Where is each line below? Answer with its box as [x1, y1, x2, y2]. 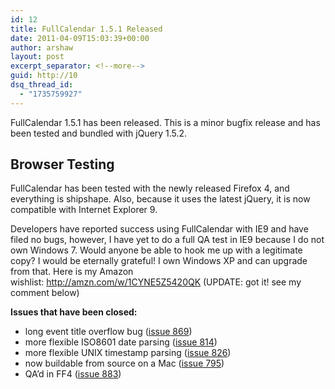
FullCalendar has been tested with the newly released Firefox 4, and [10, 182, 290, 195]
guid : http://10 [10, 71, 78, 81]
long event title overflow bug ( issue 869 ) [24, 326, 193, 338]
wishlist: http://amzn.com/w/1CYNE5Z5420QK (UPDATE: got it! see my [10, 276, 302, 288]
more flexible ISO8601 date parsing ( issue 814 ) [24, 336, 218, 348]
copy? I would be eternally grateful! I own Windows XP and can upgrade [10, 255, 308, 267]
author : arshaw [10, 42, 74, 53]
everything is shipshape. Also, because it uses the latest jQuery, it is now [10, 193, 311, 205]
